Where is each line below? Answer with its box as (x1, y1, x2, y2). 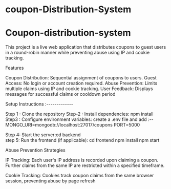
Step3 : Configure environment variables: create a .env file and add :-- (5, 116, 154, 122)
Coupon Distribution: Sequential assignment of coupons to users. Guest (5, 75, 157, 81)
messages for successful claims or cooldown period (5, 91, 116, 97)
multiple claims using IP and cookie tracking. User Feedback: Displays (5, 86, 153, 92)
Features (5, 65, 24, 71)
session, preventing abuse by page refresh (5, 178, 96, 184)
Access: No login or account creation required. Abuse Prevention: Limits (5, 80, 158, 87)
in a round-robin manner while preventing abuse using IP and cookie (5, 50, 150, 56)
